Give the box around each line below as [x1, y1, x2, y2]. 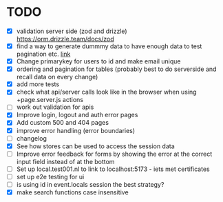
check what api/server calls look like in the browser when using [16, 88, 197, 97]
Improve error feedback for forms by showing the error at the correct [16, 150, 213, 158]
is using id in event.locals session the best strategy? [16, 180, 164, 188]
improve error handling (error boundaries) [16, 126, 136, 134]
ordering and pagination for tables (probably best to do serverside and [16, 65, 217, 73]
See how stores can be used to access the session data [16, 142, 175, 150]
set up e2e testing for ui [16, 172, 85, 181]
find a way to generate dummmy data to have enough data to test [16, 42, 202, 50]
